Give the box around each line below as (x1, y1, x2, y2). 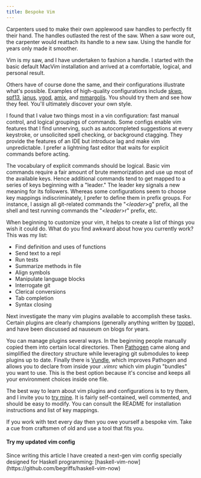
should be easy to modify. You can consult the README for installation (6, 400, 182, 407)
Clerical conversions (14, 288, 66, 295)
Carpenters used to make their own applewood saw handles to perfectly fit (6, 25, 192, 33)
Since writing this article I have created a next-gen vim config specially (6, 451, 182, 459)
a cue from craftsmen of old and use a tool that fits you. (6, 424, 144, 432)
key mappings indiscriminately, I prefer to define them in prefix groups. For (6, 194, 191, 201)
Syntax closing (14, 301, 52, 308)
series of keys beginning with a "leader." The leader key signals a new (6, 181, 180, 188)
